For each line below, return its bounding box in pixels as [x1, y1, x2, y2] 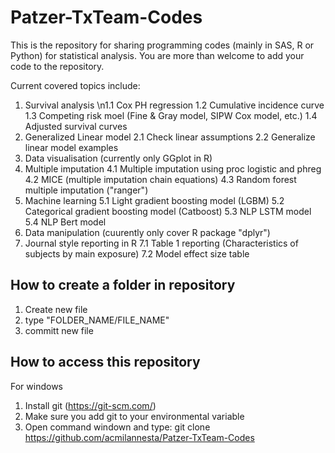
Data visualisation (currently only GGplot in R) [24, 152, 213, 164]
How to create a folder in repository [10, 277, 236, 294]
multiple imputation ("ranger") [24, 184, 149, 196]
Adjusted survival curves [24, 120, 128, 132]
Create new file [24, 303, 88, 315]
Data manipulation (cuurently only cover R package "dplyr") [24, 226, 271, 238]
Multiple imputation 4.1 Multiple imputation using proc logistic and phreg [24, 162, 322, 175]
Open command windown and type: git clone [24, 421, 211, 433]
